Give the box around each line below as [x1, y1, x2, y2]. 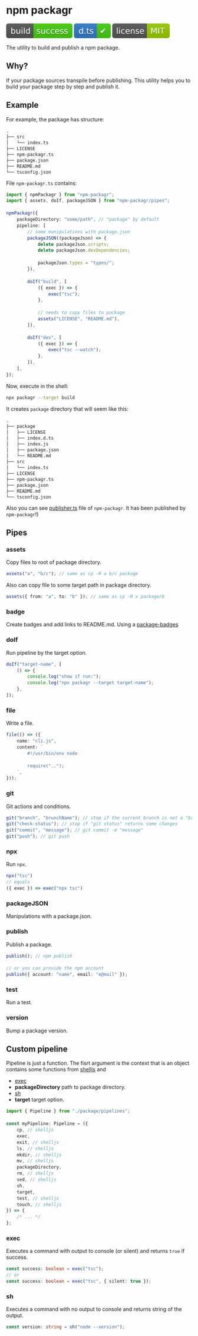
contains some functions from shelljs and [6, 1066, 106, 1073]
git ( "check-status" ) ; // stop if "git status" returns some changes [6, 821, 178, 827]
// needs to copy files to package [37, 310, 126, 316]
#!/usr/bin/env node [27, 750, 78, 756]
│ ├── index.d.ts [6, 435, 54, 441]
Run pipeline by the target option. [6, 649, 87, 656]
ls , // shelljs [16, 1146, 54, 1152]
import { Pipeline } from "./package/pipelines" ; [6, 1109, 131, 1114]
